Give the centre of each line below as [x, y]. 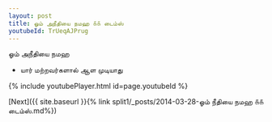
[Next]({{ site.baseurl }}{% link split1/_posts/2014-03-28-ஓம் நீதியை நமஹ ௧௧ [136, 102]
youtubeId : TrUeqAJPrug [49, 31]
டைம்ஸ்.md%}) [33, 111]
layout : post [30, 16]
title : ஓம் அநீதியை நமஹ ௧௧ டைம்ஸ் [66, 23]
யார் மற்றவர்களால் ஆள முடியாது [71, 70]
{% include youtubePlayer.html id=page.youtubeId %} [98, 86]
